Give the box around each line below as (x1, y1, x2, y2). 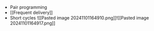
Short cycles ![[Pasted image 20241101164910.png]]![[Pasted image (9, 15, 149, 20)
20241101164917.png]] (9, 20, 55, 26)
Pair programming (9, 4, 47, 10)
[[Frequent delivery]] (9, 9, 53, 15)
